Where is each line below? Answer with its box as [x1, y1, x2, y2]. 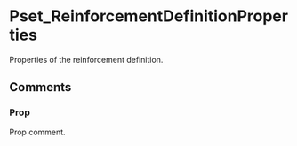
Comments [9, 80, 72, 95]
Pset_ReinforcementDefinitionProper [9, 6, 289, 27]
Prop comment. [9, 127, 66, 137]
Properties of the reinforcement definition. [9, 54, 164, 65]
